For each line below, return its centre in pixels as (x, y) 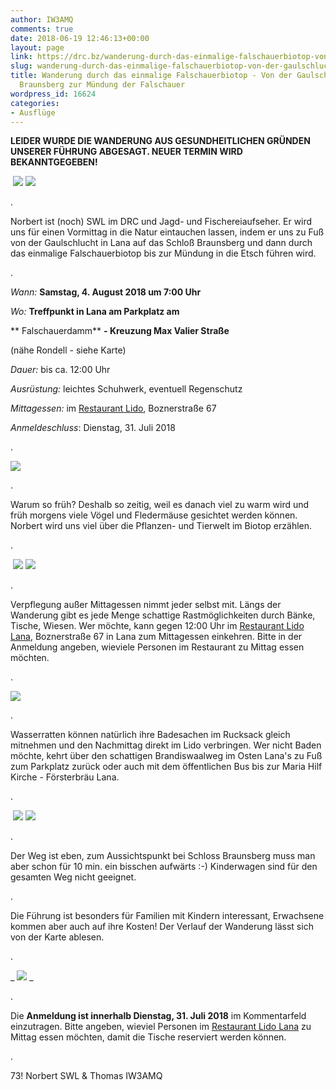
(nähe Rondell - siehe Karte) (68, 350)
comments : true (42, 29)
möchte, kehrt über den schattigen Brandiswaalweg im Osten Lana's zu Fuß (166, 756)
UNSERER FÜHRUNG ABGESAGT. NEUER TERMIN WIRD (126, 152)
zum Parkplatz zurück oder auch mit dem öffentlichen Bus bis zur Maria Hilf (166, 767)
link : (21, 57)
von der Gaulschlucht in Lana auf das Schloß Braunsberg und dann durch (161, 243)
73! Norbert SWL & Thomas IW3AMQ (86, 1076)
